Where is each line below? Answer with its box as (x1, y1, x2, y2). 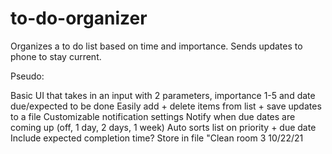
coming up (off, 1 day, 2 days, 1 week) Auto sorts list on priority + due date (10, 121, 317, 133)
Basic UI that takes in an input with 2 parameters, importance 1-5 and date (10, 89, 316, 101)
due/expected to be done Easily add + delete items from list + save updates (10, 100, 322, 112)
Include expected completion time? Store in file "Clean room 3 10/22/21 (10, 132, 304, 144)
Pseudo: (10, 70, 45, 82)
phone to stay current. (10, 50, 102, 62)
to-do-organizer (10, 7, 148, 30)
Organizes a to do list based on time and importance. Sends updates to (10, 40, 303, 52)
